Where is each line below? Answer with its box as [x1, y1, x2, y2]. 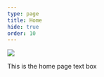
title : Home [7, 17, 42, 24]
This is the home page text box [7, 62, 97, 71]
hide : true [7, 23, 39, 30]
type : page [7, 10, 39, 17]
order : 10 [7, 29, 37, 37]
